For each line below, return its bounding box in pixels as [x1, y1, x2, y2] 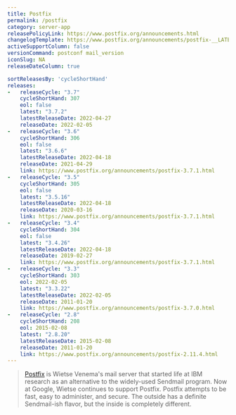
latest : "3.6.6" [20, 147, 68, 155]
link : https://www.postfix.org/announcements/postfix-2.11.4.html [20, 350, 218, 358]
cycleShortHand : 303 [20, 272, 80, 279]
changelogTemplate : [7, 37, 65, 44]
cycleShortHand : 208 [20, 318, 80, 325]
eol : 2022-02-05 [20, 278, 68, 285]
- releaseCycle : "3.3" [7, 266, 80, 273]
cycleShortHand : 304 [20, 226, 80, 233]
